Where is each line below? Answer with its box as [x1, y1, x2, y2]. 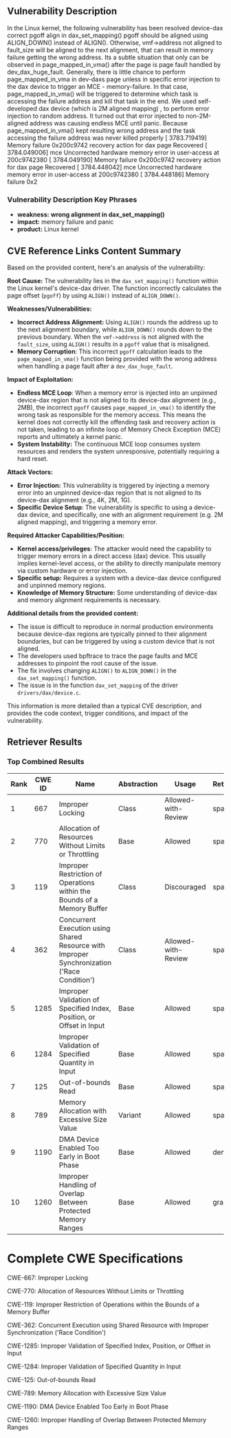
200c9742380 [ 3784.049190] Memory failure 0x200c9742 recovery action [7, 155, 221, 164]
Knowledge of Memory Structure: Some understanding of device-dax [16, 588, 218, 597]
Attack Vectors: [7, 468, 54, 476]
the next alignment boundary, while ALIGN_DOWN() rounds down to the [16, 325, 213, 333]
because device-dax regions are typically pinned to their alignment [16, 630, 208, 638]
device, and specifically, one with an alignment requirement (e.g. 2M [29, 510, 223, 519]
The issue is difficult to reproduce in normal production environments [16, 622, 214, 630]
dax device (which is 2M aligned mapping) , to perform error [38, 104, 210, 112]
